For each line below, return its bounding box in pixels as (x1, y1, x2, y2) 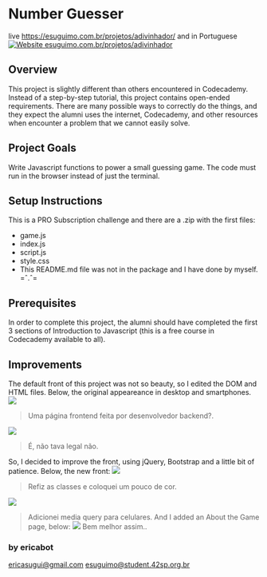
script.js (19, 248, 46, 257)
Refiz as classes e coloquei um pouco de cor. (27, 482, 177, 491)
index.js (19, 239, 46, 249)
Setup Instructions (8, 193, 103, 208)
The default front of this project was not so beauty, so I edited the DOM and (8, 379, 257, 388)
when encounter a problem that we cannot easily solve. (8, 117, 190, 128)
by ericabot (8, 541, 54, 552)
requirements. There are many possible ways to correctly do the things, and (8, 101, 257, 110)
